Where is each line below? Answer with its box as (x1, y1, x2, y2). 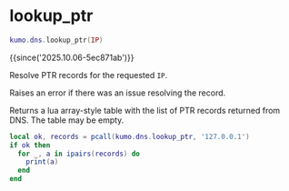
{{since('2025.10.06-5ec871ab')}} (9, 52, 135, 63)
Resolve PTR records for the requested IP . (9, 69, 168, 80)
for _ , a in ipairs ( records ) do (17, 149, 141, 158)
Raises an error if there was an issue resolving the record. (9, 87, 226, 98)
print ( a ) (25, 157, 59, 166)
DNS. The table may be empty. (9, 115, 125, 126)
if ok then (9, 140, 51, 150)
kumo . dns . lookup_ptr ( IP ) (9, 35, 104, 45)
